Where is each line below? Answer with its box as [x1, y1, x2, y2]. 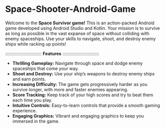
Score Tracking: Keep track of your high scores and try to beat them [12, 92, 153, 98]
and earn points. [12, 76, 46, 82]
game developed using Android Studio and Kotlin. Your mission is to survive [5, 25, 160, 31]
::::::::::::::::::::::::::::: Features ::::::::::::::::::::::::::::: [5, 51, 99, 57]
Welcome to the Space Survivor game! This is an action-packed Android [5, 20, 155, 26]
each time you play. [12, 97, 53, 103]
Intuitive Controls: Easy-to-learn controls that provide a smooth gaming [12, 102, 161, 108]
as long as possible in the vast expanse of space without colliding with [5, 30, 150, 36]
